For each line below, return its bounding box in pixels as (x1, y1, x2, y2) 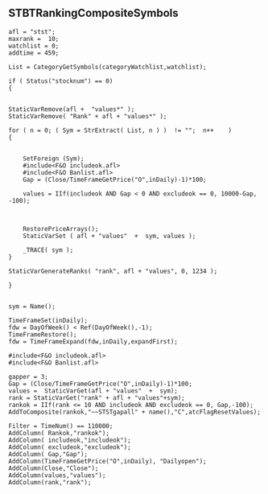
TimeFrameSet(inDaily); (8, 316, 89, 324)
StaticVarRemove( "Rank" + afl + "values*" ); (8, 112, 167, 120)
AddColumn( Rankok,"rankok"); (8, 429, 110, 437)
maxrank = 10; (8, 35, 60, 43)
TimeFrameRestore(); (8, 330, 78, 339)
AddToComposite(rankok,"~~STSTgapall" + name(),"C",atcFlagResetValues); (8, 408, 262, 416)
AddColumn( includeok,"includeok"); (8, 436, 131, 444)
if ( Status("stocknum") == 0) (8, 76, 113, 85)
